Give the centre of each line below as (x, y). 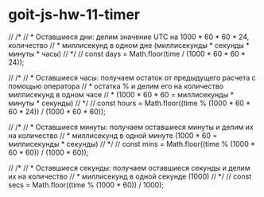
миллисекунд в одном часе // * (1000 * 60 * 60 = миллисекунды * (121, 94)
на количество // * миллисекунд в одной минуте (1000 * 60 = (113, 135)
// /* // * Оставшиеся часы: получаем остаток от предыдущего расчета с (132, 77)
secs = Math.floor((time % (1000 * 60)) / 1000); (86, 184)
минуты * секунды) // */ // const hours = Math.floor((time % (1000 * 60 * (130, 103)
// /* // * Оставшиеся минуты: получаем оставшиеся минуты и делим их (131, 127)
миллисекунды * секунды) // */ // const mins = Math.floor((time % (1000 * (132, 144)
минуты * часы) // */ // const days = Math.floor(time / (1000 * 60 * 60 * (127, 53)
